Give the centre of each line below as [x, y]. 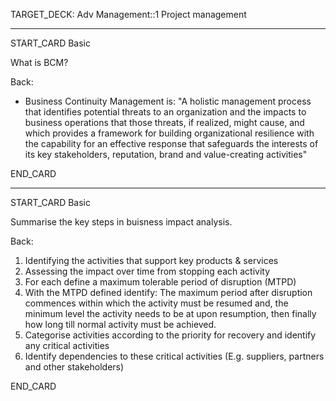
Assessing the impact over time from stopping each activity [147, 271]
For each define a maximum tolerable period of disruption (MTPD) [160, 282]
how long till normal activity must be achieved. [120, 324]
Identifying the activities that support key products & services [151, 260]
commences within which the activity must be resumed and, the [156, 303]
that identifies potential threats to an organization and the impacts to [165, 112]
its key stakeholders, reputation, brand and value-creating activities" [166, 154]
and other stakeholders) [74, 367]
